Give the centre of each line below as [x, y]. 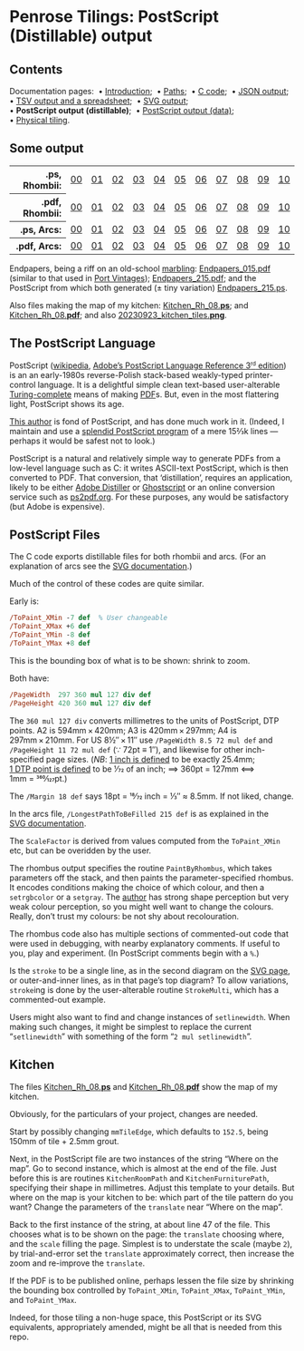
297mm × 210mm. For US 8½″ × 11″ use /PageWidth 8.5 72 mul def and [141, 740]
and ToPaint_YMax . [43, 1299]
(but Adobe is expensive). [57, 506]
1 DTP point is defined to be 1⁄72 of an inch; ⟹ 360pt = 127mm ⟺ [132, 769]
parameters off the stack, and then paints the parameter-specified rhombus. [152, 878]
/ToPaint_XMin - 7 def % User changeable [89, 618]
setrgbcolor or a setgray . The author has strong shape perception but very [149, 897]
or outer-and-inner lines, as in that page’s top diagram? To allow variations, [149, 980]
